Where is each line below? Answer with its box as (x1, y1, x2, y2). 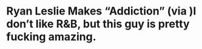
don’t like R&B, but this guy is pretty (6, 17, 190, 31)
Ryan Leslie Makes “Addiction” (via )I (6, 4, 197, 18)
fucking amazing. (6, 30, 96, 44)
